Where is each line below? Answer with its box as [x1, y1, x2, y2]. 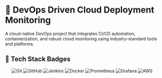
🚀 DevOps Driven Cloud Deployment [5, 4, 155, 16]
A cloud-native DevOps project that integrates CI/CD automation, [5, 31, 136, 36]
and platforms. [5, 41, 35, 47]
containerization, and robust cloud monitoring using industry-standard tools [5, 36, 157, 42]
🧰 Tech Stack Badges [5, 55, 71, 63]
